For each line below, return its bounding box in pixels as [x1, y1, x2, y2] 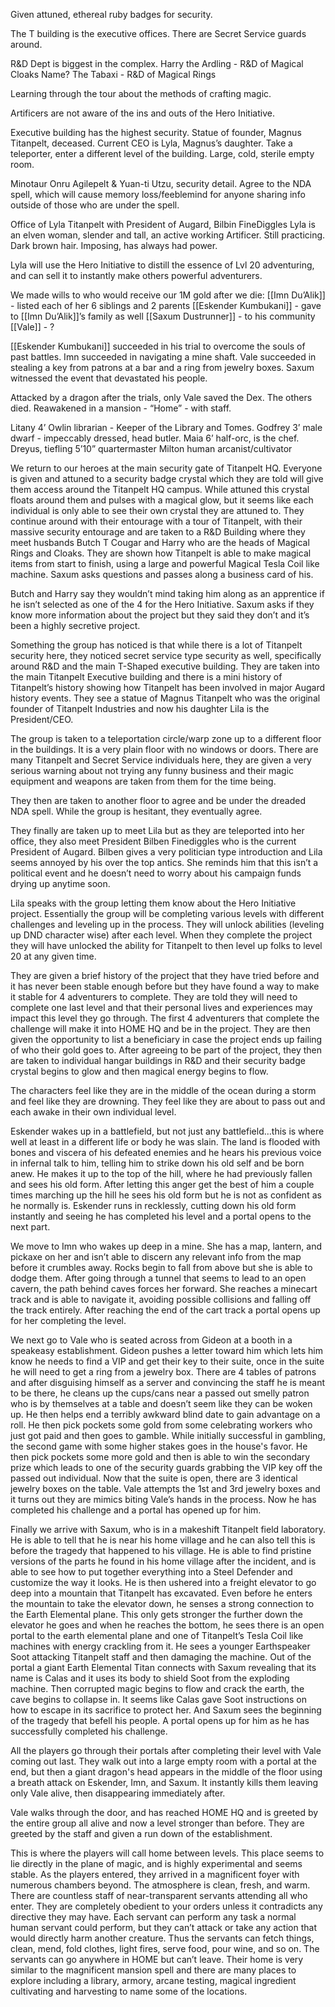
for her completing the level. [10, 1315, 127, 1326]
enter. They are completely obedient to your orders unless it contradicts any [10, 1900, 323, 1912]
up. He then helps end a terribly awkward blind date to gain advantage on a [10, 1409, 321, 1420]
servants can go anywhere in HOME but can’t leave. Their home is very [10, 1954, 304, 1965]
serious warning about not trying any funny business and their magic [10, 765, 295, 776]
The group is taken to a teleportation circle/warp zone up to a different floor [10, 733, 322, 744]
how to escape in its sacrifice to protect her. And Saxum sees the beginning [10, 1704, 322, 1716]
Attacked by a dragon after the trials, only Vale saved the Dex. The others [10, 392, 313, 403]
